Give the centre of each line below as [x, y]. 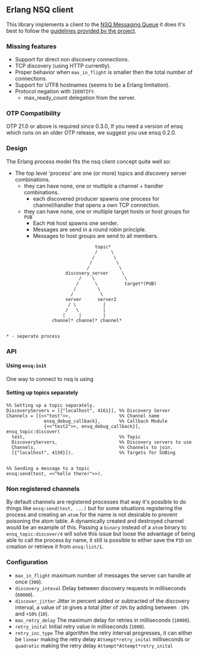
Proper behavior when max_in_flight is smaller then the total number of [104, 72]
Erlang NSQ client [40, 10]
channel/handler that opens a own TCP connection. [96, 205]
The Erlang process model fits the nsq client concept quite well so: [88, 161]
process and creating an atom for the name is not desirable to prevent [92, 515]
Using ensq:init [26, 365]
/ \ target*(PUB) [116, 284]
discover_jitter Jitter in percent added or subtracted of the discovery [102, 601]
